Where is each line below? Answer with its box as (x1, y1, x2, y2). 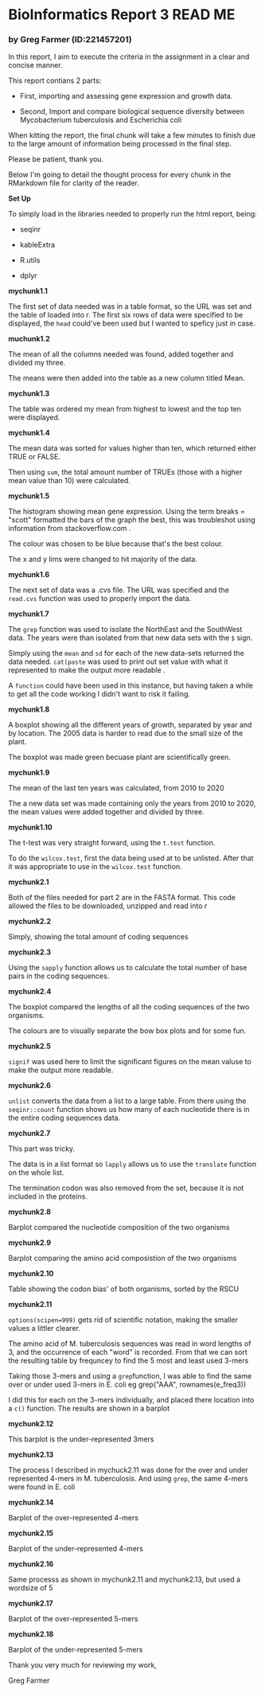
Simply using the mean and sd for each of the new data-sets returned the (8, 649, 244, 658)
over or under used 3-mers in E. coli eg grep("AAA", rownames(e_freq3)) (8, 1379, 247, 1390)
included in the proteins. (8, 1192, 88, 1201)
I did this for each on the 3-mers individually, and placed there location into (8, 1395, 255, 1405)
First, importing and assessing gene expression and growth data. (19, 92, 233, 101)
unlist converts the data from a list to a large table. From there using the (8, 1096, 247, 1106)
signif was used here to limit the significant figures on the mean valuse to (8, 1057, 252, 1067)
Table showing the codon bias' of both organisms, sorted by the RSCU (8, 1284, 240, 1294)
